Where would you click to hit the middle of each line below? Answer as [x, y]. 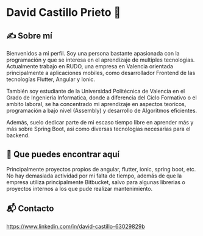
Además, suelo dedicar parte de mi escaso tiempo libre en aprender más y [100, 122]
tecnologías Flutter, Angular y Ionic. [51, 79]
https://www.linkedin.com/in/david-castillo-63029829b [76, 226]
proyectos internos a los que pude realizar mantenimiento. [80, 188]
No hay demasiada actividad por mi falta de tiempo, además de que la [94, 176]
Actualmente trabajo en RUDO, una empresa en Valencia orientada [90, 66]
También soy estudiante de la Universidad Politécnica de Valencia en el [96, 91]
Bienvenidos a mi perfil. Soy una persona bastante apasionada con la [93, 53]
